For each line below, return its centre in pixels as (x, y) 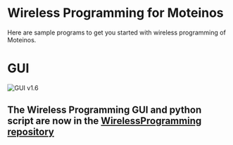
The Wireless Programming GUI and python (105, 110)
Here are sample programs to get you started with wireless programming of (117, 32)
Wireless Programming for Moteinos (115, 13)
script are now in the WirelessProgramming (105, 121)
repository (31, 132)
